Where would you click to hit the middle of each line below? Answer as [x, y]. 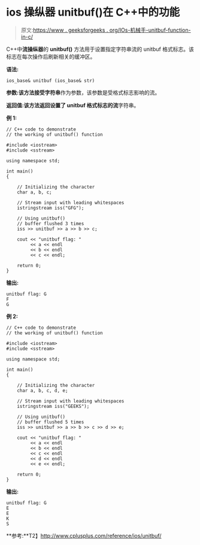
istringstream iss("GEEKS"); [53, 406]
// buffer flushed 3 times [51, 223]
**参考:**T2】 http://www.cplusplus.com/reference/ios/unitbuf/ [84, 535]
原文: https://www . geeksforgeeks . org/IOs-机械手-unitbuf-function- [106, 30]
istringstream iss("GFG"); [51, 208]
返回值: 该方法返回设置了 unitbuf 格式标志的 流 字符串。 [73, 105]
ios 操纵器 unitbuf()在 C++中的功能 [93, 12]
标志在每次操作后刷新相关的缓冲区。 [51, 56]
